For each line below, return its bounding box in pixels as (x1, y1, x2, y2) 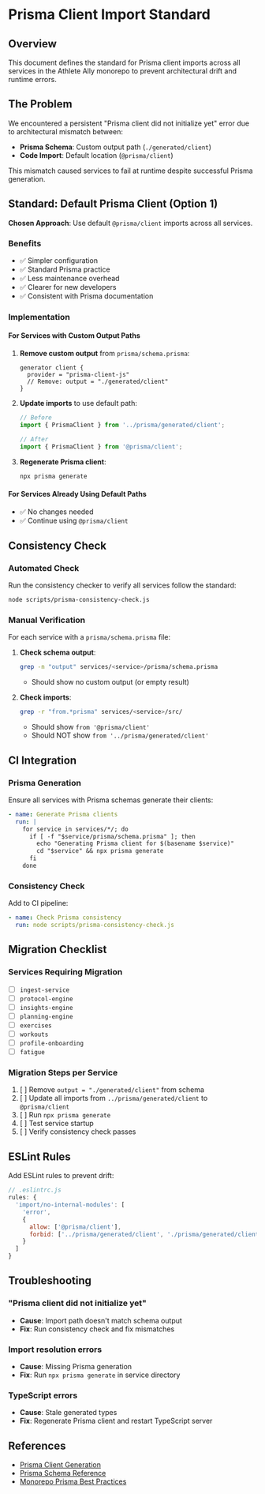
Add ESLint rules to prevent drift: (8, 1171, 114, 1181)
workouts (19, 1030, 49, 1038)
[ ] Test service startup (19, 1119, 95, 1128)
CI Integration (8, 753, 77, 767)
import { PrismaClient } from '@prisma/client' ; (19, 442, 183, 451)
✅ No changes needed (19, 507, 94, 516)
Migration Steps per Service (8, 1068, 118, 1079)
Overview (8, 37, 58, 51)
